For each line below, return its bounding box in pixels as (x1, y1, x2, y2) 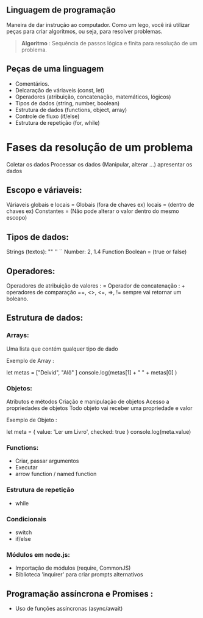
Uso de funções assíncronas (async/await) (15, 605, 123, 612)
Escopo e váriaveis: (6, 185, 82, 195)
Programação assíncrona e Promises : (6, 589, 154, 599)
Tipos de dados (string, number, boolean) (15, 99, 120, 106)
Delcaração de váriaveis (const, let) (15, 86, 105, 94)
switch (15, 529, 32, 536)
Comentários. (15, 80, 50, 87)
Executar (15, 464, 38, 471)
